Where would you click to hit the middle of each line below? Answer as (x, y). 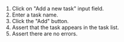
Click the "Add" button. (40, 21)
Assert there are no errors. (45, 34)
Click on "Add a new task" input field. (58, 9)
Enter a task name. (35, 15)
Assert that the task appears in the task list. (65, 27)
